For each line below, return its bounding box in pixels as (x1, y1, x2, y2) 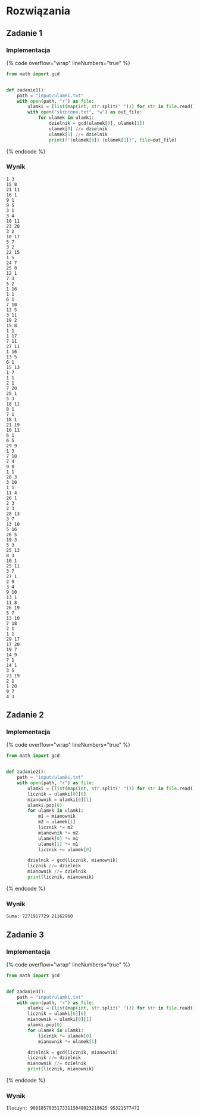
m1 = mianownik (37, 814, 76, 820)
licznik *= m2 (37, 824, 73, 831)
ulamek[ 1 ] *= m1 (37, 841, 79, 847)
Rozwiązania (6, 4, 70, 18)
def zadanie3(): (6, 989, 46, 995)
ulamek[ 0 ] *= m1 (37, 835, 79, 842)
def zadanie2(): (6, 769, 46, 775)
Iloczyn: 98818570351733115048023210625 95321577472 (6, 1105, 140, 1112)
